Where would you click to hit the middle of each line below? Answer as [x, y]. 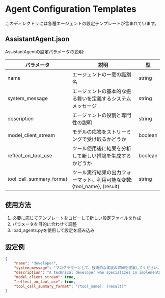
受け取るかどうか [107, 139]
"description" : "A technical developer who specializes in [76, 272]
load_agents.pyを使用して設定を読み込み [53, 230]
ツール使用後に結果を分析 [102, 148]
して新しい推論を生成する [102, 156]
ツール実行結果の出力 [97, 172]
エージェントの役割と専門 [102, 115]
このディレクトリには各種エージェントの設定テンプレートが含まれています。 [82, 23]
